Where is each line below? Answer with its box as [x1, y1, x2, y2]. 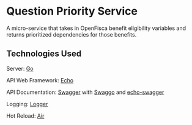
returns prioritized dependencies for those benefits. [6, 30, 137, 38]
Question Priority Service [6, 4, 138, 18]
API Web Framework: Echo [6, 76, 74, 84]
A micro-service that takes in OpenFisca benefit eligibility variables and [6, 24, 186, 32]
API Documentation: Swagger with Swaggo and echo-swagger [6, 88, 164, 96]
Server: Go [6, 65, 34, 72]
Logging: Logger [6, 100, 48, 107]
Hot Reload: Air [6, 112, 45, 120]
